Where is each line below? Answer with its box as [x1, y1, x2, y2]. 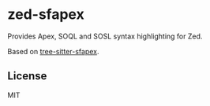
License [7, 69, 47, 83]
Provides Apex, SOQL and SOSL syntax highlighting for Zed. [7, 31, 203, 41]
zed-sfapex [7, 5, 84, 24]
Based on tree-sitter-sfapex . [7, 46, 99, 56]
